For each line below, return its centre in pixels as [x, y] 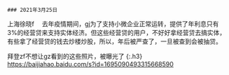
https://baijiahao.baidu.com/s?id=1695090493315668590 [90, 64]
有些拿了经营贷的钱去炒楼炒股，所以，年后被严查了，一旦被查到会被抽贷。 [114, 41]
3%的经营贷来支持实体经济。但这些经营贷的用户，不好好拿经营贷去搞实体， [117, 33]
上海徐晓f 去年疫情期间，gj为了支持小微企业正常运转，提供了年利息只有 [113, 24]
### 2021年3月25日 [33, 10]
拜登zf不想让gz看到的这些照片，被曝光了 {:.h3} [75, 56]
